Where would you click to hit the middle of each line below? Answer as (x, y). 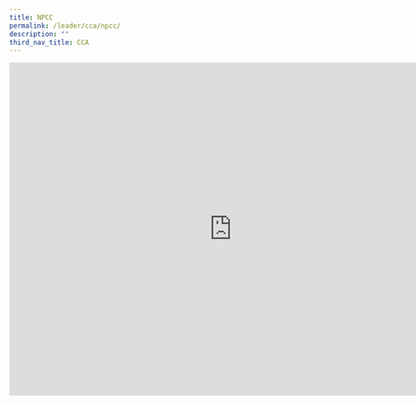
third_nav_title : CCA (49, 42)
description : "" (39, 34)
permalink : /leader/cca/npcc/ (65, 26)
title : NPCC (31, 17)
